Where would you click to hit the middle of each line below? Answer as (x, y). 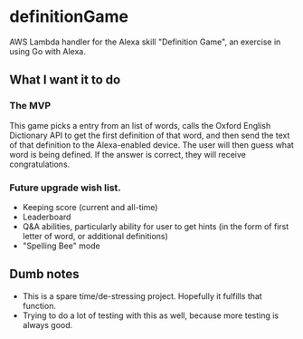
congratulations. (40, 164)
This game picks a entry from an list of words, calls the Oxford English (140, 125)
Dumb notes (44, 274)
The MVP (30, 106)
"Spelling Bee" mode (62, 246)
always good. (47, 324)
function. (39, 305)
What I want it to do (65, 80)
